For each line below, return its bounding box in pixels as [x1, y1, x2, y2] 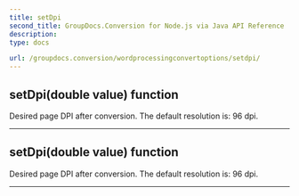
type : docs [9, 37, 50, 47]
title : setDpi [9, 12, 62, 22]
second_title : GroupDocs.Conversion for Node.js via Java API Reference [9, 21, 285, 30]
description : [9, 29, 58, 38]
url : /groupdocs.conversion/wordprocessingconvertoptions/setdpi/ [9, 54, 261, 63]
